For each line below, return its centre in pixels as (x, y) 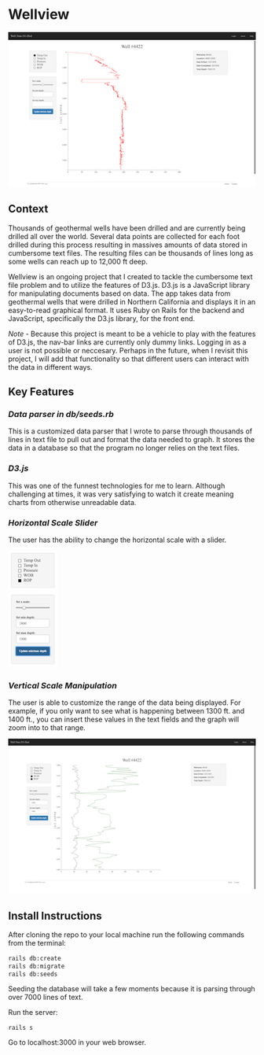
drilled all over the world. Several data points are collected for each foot (124, 236)
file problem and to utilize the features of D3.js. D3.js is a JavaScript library (129, 285)
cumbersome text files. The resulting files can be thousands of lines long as (131, 253)
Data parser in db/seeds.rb (61, 415)
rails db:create (35, 959)
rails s (21, 1028)
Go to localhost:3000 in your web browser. (77, 1042)
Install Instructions (55, 915)
